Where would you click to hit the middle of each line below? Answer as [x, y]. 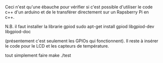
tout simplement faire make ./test [38, 55]
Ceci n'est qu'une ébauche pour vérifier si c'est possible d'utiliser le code [79, 7]
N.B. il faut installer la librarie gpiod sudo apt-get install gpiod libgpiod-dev [80, 26]
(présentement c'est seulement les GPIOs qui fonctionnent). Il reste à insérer [82, 41]
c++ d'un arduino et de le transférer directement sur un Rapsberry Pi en [77, 12]
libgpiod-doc [18, 31]
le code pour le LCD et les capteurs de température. [57, 46]
